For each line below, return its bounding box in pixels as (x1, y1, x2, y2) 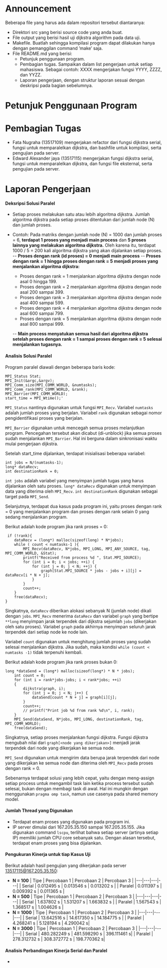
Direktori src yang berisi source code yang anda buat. (12, 29, 123, 35)
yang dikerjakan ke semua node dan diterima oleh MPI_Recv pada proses (5, 760, 154, 766)
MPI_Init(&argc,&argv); (5, 378, 55, 383)
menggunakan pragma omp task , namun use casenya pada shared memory (5, 791, 158, 797)
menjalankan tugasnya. (12, 341, 62, 348)
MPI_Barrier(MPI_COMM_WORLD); (5, 391, 68, 396)
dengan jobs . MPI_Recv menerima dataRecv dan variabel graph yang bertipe (5, 613, 159, 619)
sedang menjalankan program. (5, 514, 68, 520)
